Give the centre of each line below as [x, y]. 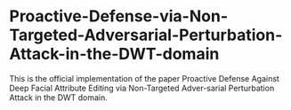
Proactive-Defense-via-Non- [119, 16]
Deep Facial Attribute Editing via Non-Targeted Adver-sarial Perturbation [142, 88]
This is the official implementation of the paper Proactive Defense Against [145, 78]
